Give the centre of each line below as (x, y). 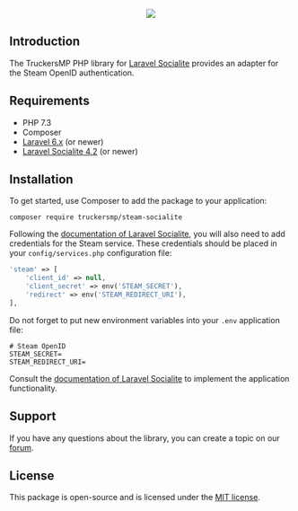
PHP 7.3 (37, 122)
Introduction (45, 42)
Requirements (49, 101)
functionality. (34, 388)
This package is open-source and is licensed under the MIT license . (135, 498)
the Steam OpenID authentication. (72, 73)
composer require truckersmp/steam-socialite (96, 217)
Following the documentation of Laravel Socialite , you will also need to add (147, 234)
